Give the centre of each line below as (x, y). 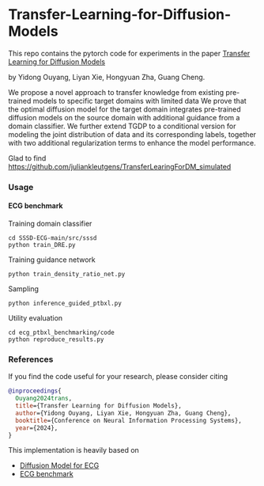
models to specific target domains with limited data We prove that (140, 101)
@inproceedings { (35, 391)
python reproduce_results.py (56, 340)
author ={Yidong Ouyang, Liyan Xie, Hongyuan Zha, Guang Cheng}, (123, 413)
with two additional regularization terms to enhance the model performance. (132, 142)
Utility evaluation (36, 318)
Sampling (24, 289)
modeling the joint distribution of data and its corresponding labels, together (132, 134)
